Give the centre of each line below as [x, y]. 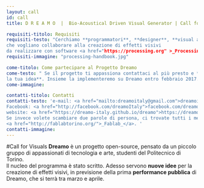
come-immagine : [25, 85]
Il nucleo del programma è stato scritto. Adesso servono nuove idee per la [99, 166]
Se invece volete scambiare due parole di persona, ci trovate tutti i [99, 118]
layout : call [23, 12]
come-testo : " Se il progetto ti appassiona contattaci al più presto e [100, 73]
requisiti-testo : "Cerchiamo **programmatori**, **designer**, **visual [100, 40]
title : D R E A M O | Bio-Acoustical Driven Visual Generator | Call [99, 23]
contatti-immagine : [31, 129]
